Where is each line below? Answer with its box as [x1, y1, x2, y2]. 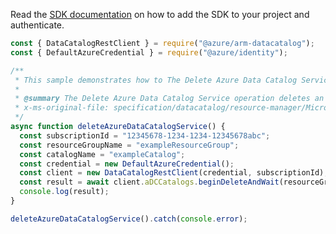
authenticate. [10, 19, 65, 31]
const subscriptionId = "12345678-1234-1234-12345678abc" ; [19, 130, 271, 141]
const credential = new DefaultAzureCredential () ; [19, 159, 235, 169]
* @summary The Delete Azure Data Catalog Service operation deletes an [14, 94, 325, 104]
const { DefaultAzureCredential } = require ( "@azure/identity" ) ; [10, 47, 288, 58]
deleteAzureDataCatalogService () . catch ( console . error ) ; [10, 214, 248, 224]
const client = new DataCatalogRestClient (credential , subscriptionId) [19, 168, 325, 178]
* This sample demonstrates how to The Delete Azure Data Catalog [14, 75, 298, 85]
